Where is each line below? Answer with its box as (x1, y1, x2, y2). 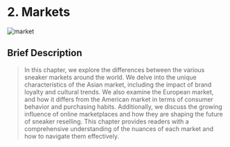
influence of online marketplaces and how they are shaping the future (24, 110, 223, 118)
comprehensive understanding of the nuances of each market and (24, 124, 213, 132)
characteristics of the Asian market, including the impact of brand (24, 80, 212, 89)
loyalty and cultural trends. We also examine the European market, (24, 87, 214, 96)
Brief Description (7, 47, 82, 59)
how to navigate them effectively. (24, 132, 119, 140)
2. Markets (7, 4, 71, 20)
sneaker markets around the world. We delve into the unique (24, 73, 197, 81)
